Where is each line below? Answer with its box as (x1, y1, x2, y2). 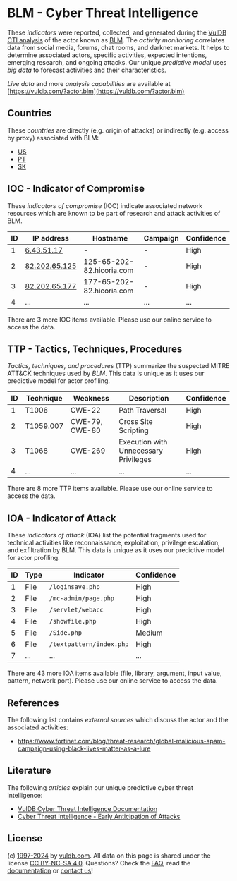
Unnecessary (119, 446, 164, 456)
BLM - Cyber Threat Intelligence (7, 5, 199, 21)
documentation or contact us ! (7, 866, 94, 875)
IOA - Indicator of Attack (7, 512, 116, 524)
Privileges (119, 455, 152, 465)
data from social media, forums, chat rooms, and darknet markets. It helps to (7, 43, 230, 51)
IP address (32, 233, 69, 243)
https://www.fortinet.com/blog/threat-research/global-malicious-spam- (17, 737, 226, 745)
